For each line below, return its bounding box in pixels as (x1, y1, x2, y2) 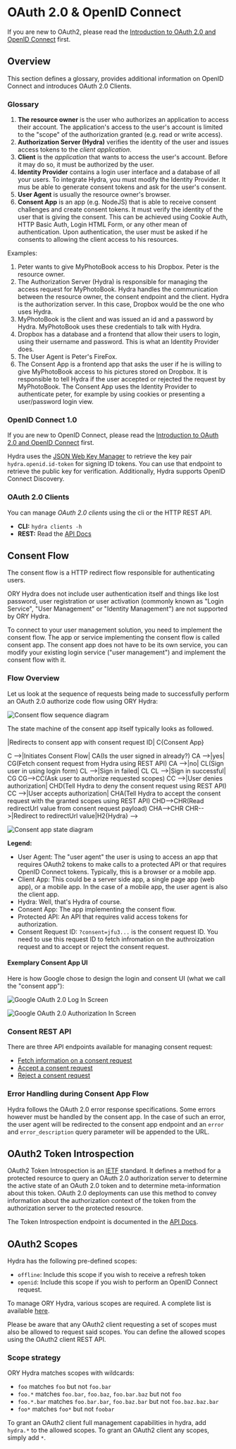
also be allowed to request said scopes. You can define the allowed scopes (7, 1328, 225, 1336)
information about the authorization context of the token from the (7, 1197, 197, 1205)
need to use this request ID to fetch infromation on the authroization (17, 935, 215, 943)
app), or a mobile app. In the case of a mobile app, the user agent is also (17, 882, 228, 891)
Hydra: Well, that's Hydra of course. (17, 897, 122, 906)
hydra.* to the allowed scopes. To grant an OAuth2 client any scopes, (7, 1426, 210, 1435)
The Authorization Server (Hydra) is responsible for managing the (17, 278, 208, 286)
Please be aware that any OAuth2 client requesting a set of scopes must (7, 1320, 217, 1329)
